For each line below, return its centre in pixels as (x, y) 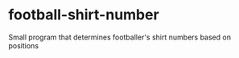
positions (23, 45)
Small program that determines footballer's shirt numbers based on (120, 37)
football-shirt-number (84, 15)
